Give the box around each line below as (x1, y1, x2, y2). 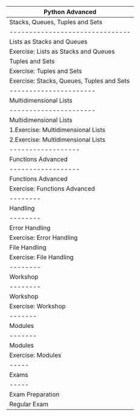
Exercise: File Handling (9, 253, 74, 261)
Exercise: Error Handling (9, 233, 78, 242)
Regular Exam (9, 400, 49, 408)
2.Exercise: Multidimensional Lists (9, 136, 106, 143)
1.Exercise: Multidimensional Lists (9, 126, 106, 134)
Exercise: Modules (9, 351, 62, 359)
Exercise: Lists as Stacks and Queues (9, 48, 115, 55)
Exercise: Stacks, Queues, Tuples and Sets (9, 77, 130, 85)
